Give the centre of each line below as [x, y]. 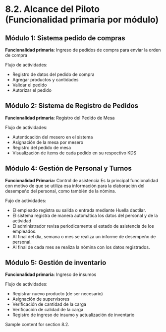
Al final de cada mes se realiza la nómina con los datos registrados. [81, 247]
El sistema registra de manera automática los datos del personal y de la [85, 215]
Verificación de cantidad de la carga [49, 304]
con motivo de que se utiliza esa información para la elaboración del [75, 186]
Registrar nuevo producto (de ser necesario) [57, 294]
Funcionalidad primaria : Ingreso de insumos [51, 274]
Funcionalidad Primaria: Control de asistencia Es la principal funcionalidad [82, 180]
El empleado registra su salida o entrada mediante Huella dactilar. [79, 210]
